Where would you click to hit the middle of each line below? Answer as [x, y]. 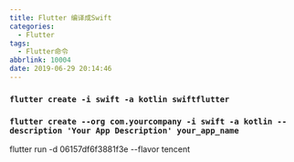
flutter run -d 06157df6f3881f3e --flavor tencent [100, 149]
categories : [32, 26]
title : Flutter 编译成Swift [61, 18]
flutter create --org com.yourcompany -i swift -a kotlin [141, 121]
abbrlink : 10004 [40, 60]
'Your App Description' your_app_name [153, 130]
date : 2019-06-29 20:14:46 [61, 69]
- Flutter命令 [43, 52]
